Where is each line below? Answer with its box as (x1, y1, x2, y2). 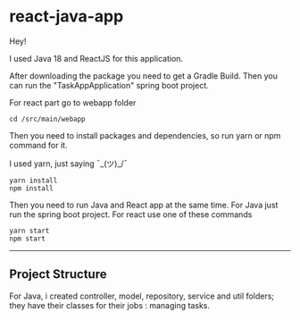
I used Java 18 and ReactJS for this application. (9, 53, 184, 63)
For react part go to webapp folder (9, 97, 137, 108)
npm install (9, 183, 54, 193)
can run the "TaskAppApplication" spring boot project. (9, 80, 209, 90)
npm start (9, 234, 46, 243)
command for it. (9, 139, 68, 150)
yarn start (9, 226, 50, 235)
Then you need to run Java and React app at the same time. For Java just (9, 199, 279, 210)
